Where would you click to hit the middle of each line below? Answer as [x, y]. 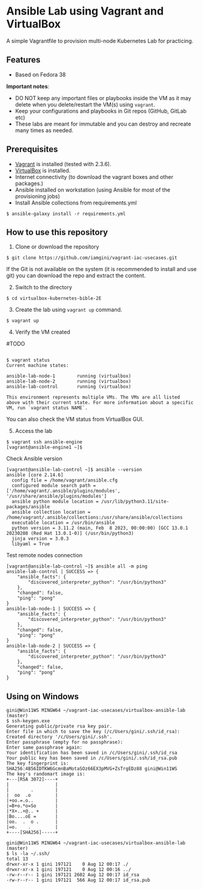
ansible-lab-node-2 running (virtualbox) [69, 381]
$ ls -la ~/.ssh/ [28, 854]
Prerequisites [32, 149]
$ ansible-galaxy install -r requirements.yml [66, 213]
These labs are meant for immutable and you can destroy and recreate [103, 124]
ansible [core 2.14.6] [35, 475]
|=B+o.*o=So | [32, 806]
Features [23, 60]
